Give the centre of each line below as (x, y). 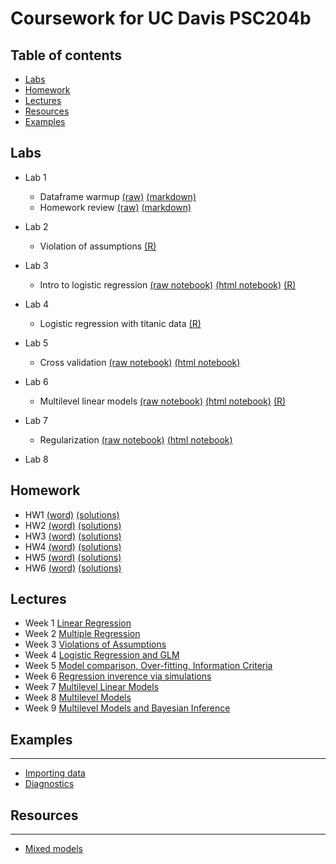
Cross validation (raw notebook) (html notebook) (140, 362)
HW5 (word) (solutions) (73, 557)
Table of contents (66, 55)
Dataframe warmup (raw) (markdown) (118, 196)
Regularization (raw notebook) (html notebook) (136, 439)
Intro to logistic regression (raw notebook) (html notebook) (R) (168, 284)
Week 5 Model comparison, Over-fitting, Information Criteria (148, 666)
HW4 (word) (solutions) (73, 546)
